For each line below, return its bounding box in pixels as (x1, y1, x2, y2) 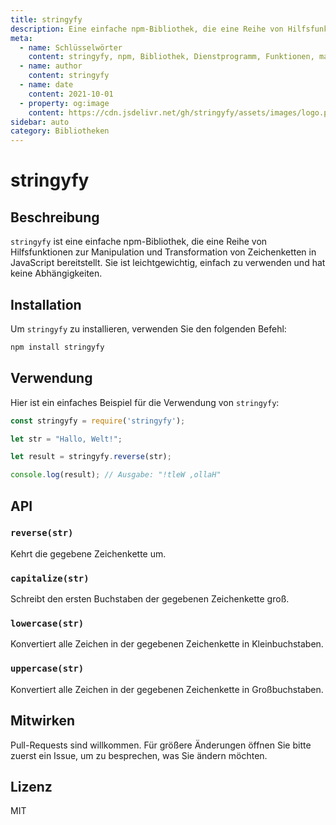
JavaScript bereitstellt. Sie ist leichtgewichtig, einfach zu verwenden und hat (10, 257, 326, 269)
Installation (10, 296, 82, 313)
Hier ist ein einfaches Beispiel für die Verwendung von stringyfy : (10, 396, 280, 408)
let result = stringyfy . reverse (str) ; (10, 452, 172, 462)
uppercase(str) (10, 663, 85, 675)
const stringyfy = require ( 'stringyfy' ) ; (10, 416, 186, 426)
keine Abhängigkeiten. (10, 267, 103, 280)
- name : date (19, 80, 74, 90)
